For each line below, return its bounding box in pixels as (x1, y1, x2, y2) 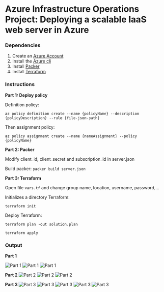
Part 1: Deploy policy (5, 92, 48, 98)
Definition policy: (5, 102, 39, 108)
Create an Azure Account (12, 53, 64, 59)
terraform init (5, 204, 36, 208)
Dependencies (5, 42, 41, 49)
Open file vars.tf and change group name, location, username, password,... (5, 184, 160, 190)
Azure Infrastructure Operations (5, 3, 139, 15)
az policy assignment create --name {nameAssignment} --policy (5, 134, 137, 139)
